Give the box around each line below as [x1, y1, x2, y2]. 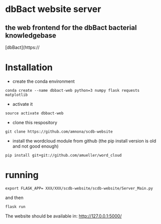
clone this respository [12, 119, 57, 125]
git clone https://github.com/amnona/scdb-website [5, 129, 113, 134]
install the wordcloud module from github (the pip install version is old [12, 138, 156, 144]
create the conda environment [12, 78, 75, 84]
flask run [5, 204, 26, 209]
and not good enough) [12, 143, 59, 149]
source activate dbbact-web [5, 111, 64, 116]
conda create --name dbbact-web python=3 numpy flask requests [5, 88, 140, 93]
